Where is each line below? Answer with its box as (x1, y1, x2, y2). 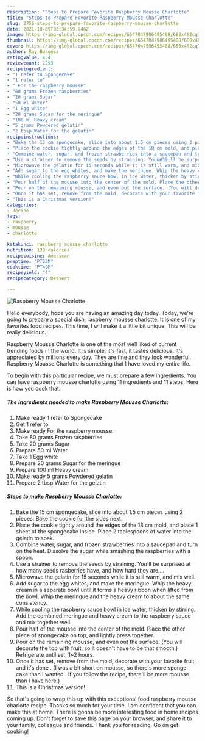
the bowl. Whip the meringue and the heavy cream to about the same (15, 593, 190, 600)
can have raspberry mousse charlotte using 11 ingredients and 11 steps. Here (7, 378, 199, 385)
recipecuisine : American (7, 253, 70, 259)
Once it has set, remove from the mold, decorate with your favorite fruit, (15, 657, 196, 665)
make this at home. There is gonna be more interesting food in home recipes (7, 708, 198, 715)
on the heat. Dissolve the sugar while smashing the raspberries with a (15, 547, 191, 554)
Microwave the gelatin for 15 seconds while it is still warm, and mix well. (15, 573, 196, 580)
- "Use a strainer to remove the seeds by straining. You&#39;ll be (7, 156, 184, 162)
